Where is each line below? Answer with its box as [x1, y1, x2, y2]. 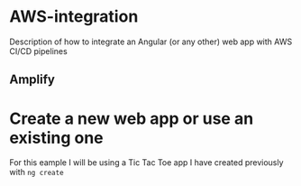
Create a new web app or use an [9, 108, 254, 128]
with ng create [9, 167, 65, 178]
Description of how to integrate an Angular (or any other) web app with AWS [9, 36, 293, 47]
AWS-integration [9, 6, 139, 27]
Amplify [9, 72, 56, 88]
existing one [9, 127, 104, 148]
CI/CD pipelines [9, 45, 68, 56]
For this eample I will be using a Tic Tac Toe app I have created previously [9, 157, 284, 168]
